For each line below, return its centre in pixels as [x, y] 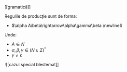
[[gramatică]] [18, 7]
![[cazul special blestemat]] [32, 64]
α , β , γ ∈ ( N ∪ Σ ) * [29, 50]
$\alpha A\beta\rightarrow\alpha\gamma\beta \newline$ [67, 25]
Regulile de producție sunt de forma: [41, 16]
